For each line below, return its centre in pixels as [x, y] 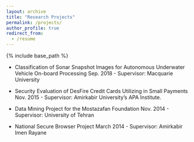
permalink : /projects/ [34, 22]
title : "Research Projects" [41, 17]
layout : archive [26, 11]
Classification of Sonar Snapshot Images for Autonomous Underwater [100, 67]
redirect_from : [25, 34]
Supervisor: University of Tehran [54, 115]
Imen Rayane [30, 133]
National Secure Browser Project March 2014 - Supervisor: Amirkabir [99, 126]
